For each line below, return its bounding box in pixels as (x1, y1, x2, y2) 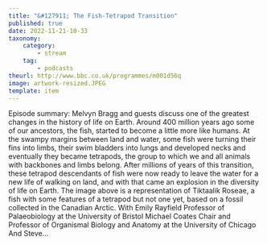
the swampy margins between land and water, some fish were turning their (8, 135, 257, 144)
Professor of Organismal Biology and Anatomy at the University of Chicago (8, 220, 257, 230)
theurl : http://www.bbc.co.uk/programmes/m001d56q (8, 72, 182, 80)
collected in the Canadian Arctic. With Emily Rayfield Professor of (8, 203, 225, 213)
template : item (8, 86, 60, 95)
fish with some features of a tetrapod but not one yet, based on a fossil (8, 194, 244, 204)
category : (23, 42, 56, 50)
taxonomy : (8, 34, 42, 43)
